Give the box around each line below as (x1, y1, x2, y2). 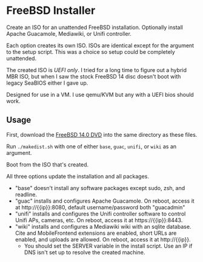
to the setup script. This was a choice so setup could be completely (6, 48, 176, 55)
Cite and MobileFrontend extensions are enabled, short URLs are (15, 229, 177, 237)
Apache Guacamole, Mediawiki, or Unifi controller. (6, 30, 132, 37)
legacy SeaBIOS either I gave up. (6, 79, 88, 87)
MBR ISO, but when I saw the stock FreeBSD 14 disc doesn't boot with (6, 73, 181, 80)
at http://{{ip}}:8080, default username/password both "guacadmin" (15, 203, 185, 211)
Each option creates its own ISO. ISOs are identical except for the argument (6, 42, 195, 49)
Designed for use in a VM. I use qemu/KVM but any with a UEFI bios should (6, 91, 194, 98)
